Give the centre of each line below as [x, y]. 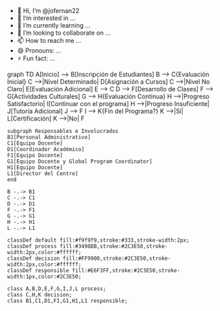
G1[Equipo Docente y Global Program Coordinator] [80, 161]
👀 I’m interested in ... [46, 18]
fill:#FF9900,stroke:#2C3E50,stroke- [117, 258]
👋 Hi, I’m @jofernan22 [48, 11]
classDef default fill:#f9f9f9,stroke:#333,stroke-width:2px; [98, 240]
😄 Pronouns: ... [39, 51]
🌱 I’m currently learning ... [54, 25]
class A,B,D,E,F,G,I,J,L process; [57, 289]
